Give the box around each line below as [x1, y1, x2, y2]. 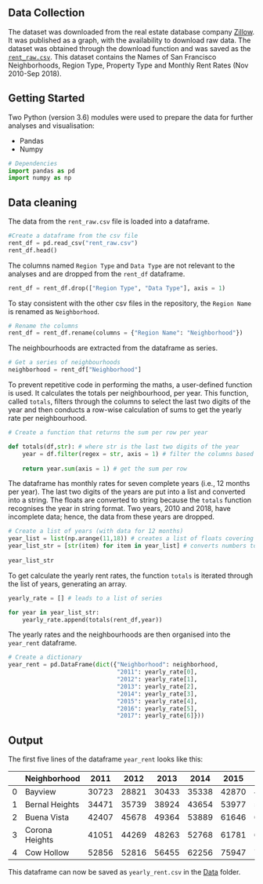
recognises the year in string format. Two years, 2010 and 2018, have [8, 504, 231, 513]
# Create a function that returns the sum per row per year [8, 429, 209, 437]
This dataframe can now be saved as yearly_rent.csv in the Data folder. [8, 868, 241, 877]
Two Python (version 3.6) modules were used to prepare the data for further [8, 112, 254, 122]
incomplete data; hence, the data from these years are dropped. [8, 512, 215, 521]
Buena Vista [24, 812, 70, 823]
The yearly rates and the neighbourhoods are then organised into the [8, 630, 231, 639]
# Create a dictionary [8, 653, 82, 662]
